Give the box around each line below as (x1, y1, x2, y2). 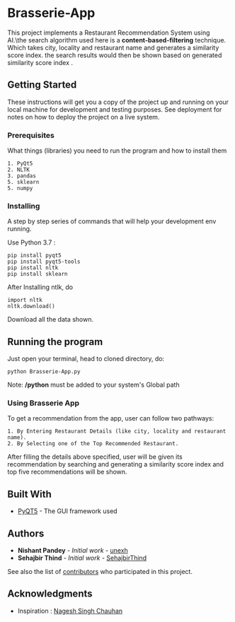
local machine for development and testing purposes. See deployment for (7, 105, 222, 114)
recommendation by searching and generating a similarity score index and (7, 460, 224, 469)
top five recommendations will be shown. (7, 468, 127, 476)
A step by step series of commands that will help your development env (7, 217, 217, 225)
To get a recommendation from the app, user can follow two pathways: (7, 414, 214, 423)
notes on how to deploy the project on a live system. (7, 112, 160, 121)
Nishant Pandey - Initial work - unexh (17, 546, 129, 555)
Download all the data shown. (7, 315, 94, 324)
